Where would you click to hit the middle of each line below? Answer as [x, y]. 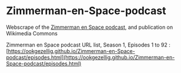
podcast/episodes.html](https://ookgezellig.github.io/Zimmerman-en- [90, 57]
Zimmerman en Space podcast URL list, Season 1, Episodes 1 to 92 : [88, 45]
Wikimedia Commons [32, 33]
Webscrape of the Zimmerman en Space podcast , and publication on [90, 27]
